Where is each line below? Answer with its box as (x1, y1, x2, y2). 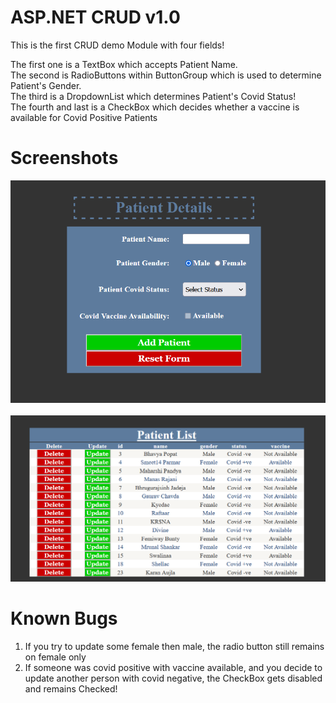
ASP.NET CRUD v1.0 (10, 6, 181, 29)
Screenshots (10, 147, 119, 170)
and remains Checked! (24, 683, 118, 695)
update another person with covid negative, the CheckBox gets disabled (24, 672, 323, 685)
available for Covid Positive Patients (10, 111, 158, 123)
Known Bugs (10, 607, 118, 630)
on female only (24, 651, 87, 663)
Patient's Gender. (10, 79, 82, 91)
